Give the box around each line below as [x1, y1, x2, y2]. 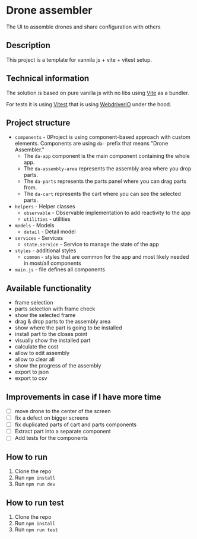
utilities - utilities [23, 215, 71, 223]
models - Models [14, 222, 55, 229]
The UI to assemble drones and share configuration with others [6, 23, 161, 30]
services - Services [14, 234, 63, 242]
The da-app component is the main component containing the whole [23, 153, 190, 160]
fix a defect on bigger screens [14, 414, 89, 421]
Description [6, 40, 50, 50]
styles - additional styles [14, 247, 77, 254]
